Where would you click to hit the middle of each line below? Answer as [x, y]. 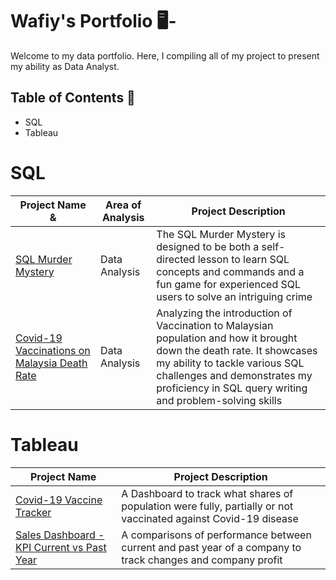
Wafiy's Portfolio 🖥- [93, 21]
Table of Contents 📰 [73, 98]
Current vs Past [70, 547]
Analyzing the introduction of [224, 313]
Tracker [33, 512]
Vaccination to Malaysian [215, 325]
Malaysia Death [51, 363]
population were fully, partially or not [207, 506]
